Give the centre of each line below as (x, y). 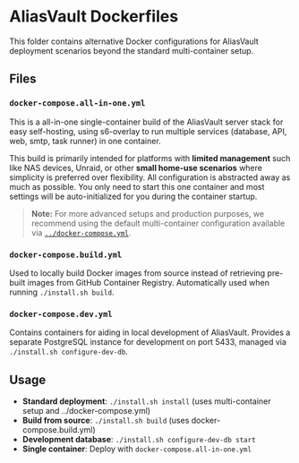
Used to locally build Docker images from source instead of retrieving (137, 273)
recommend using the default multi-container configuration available (158, 223)
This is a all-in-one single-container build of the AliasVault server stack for (146, 122)
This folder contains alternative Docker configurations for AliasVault (134, 41)
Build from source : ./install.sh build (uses (106, 420)
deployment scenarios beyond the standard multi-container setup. (132, 50)
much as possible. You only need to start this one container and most (137, 186)
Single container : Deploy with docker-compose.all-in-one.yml (137, 449)
